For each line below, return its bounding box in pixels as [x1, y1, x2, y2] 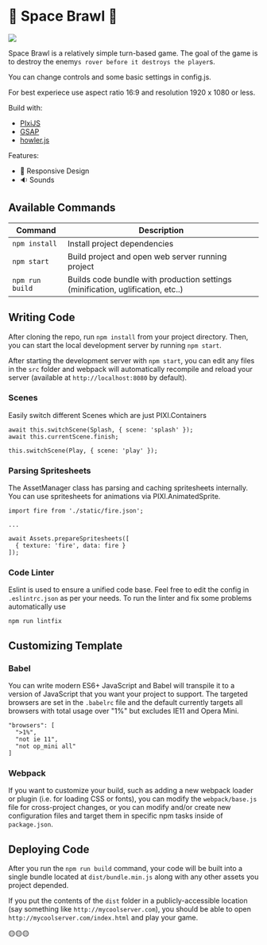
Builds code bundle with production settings [67, 273, 232, 285]
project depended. [8, 881, 69, 890]
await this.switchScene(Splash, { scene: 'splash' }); [8, 425, 194, 434]
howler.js [19, 135, 50, 145]
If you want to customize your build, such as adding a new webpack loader [8, 786, 253, 796]
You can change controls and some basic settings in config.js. [8, 72, 212, 82]
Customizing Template [8, 639, 123, 653]
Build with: [8, 103, 43, 112]
